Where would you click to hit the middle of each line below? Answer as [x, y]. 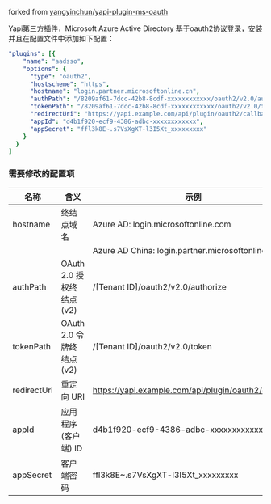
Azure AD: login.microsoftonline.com [162, 224]
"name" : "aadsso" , [54, 61]
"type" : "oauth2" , [60, 76]
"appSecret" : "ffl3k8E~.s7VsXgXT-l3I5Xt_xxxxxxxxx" [118, 129]
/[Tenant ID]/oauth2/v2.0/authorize [160, 286]
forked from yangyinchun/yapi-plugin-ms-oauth [88, 12]
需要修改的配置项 [42, 174]
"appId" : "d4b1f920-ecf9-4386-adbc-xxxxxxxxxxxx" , [117, 121]
